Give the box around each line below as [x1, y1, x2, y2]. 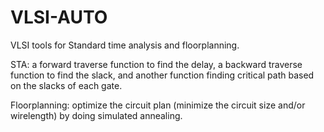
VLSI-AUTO [10, 6, 108, 29]
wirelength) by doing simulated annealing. [10, 109, 183, 121]
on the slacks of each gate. [10, 79, 123, 91]
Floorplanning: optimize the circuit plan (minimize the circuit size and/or [10, 99, 306, 111]
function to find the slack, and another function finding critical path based [10, 69, 315, 81]
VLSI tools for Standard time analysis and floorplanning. [10, 39, 240, 51]
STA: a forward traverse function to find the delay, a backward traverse [10, 58, 303, 70]
